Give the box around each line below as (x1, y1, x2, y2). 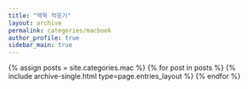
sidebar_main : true (8, 41, 73, 49)
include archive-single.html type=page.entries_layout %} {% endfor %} (8, 72, 241, 81)
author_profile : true (8, 33, 80, 42)
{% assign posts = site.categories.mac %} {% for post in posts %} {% (8, 63, 236, 72)
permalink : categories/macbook (8, 26, 112, 34)
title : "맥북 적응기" (8, 11, 71, 20)
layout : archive (8, 19, 62, 27)
